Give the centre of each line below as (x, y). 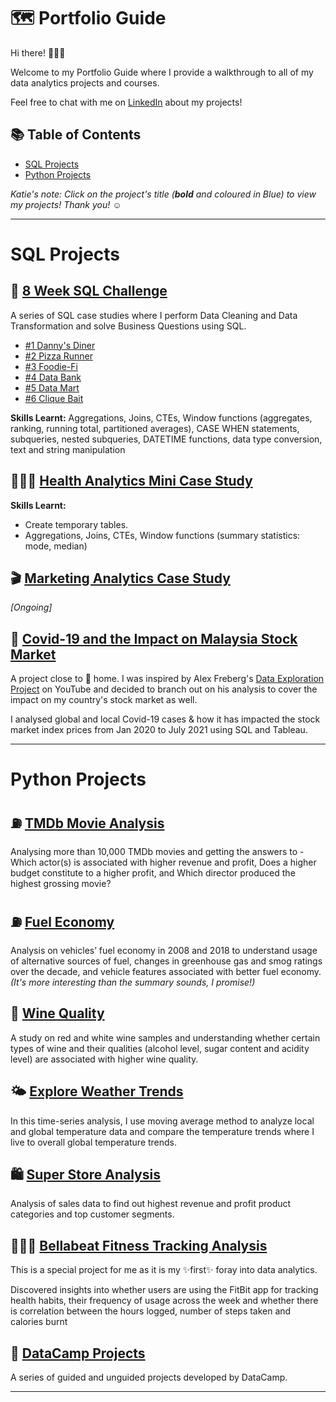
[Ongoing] (31, 607)
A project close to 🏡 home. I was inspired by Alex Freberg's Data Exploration (167, 679)
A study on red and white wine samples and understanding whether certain (165, 1037)
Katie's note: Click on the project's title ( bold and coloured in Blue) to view (163, 194)
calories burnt (39, 1322)
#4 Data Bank (53, 377)
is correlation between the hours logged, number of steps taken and (151, 1311)
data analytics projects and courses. (85, 82)
